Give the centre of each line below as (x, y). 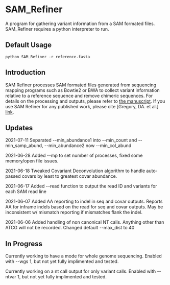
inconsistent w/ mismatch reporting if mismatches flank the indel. (74, 212)
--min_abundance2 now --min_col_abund (88, 146)
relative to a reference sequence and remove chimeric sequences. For (79, 96)
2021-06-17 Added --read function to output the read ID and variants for (81, 186)
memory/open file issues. (32, 161)
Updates (19, 128)
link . (10, 112)
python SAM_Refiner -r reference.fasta (48, 57)
